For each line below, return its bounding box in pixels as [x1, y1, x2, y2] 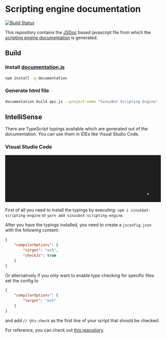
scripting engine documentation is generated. [5, 35, 98, 41]
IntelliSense [5, 113, 42, 122]
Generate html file [5, 87, 49, 94]
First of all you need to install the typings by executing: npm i [5, 207, 129, 213]
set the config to [5, 278, 39, 284]
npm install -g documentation [5, 76, 68, 81]
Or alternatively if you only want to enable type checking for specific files [5, 272, 155, 278]
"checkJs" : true [23, 253, 56, 258]
